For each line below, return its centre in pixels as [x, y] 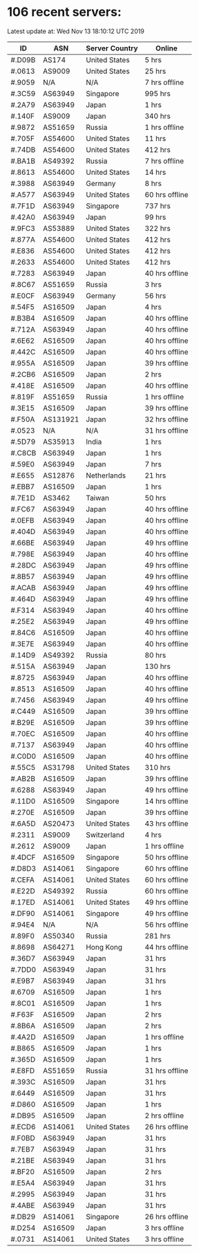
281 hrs [158, 936]
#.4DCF [23, 857]
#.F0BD [23, 1138]
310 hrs [158, 767]
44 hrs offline [167, 947]
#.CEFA [22, 880]
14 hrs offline [167, 801]
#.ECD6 [23, 1127]
